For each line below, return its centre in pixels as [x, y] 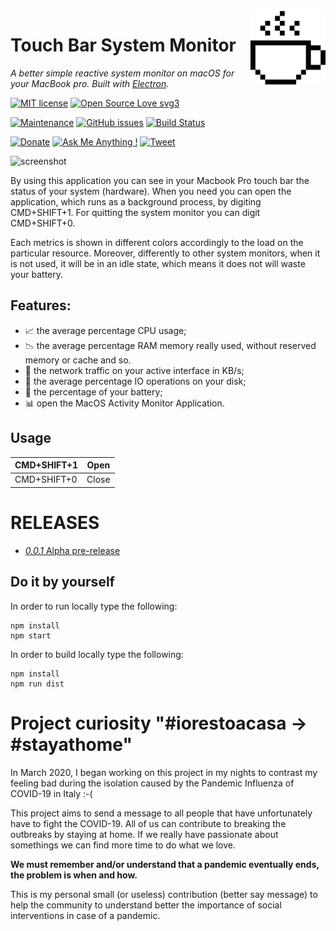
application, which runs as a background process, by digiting [136, 201]
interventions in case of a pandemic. [85, 915]
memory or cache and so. [78, 360]
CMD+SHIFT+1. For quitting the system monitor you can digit [135, 212]
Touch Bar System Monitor [123, 45]
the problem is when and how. [74, 875]
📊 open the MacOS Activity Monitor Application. [124, 403]
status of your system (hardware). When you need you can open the [151, 191]
